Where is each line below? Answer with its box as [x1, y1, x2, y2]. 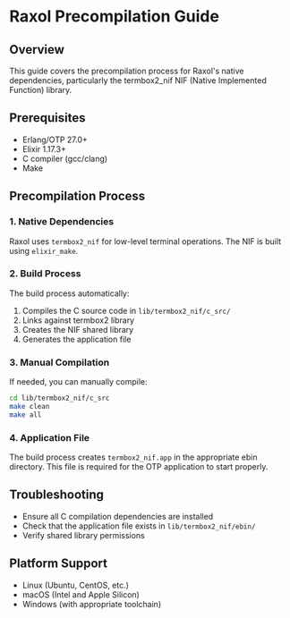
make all [9, 410, 42, 419]
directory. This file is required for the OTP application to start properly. [9, 461, 269, 472]
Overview [9, 42, 65, 57]
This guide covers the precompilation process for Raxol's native [9, 65, 244, 76]
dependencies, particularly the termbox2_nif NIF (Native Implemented [9, 75, 267, 86]
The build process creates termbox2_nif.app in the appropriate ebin [9, 452, 258, 462]
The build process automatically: [9, 288, 130, 299]
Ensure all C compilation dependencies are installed [21, 511, 214, 521]
